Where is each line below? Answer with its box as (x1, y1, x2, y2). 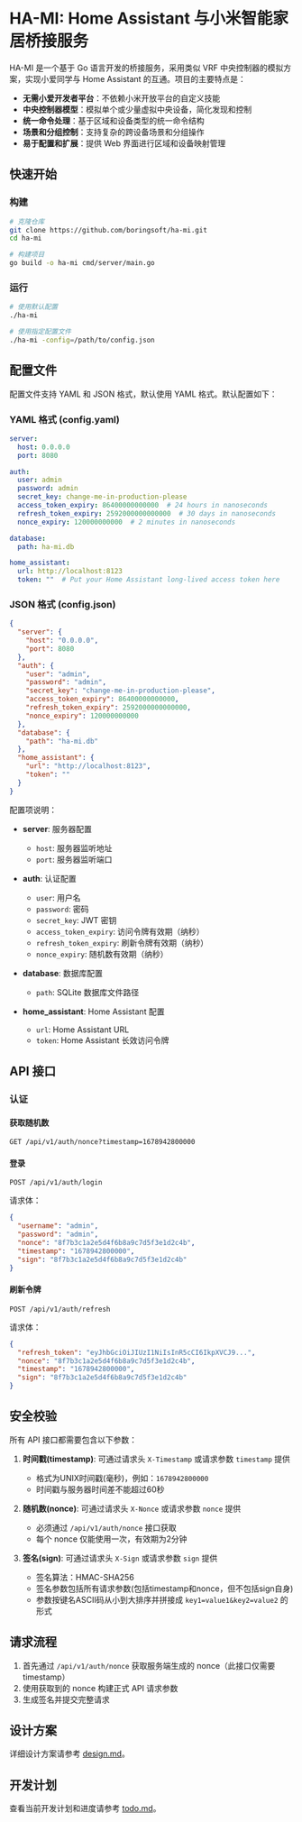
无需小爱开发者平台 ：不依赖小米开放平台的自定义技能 (22, 92, 221, 104)
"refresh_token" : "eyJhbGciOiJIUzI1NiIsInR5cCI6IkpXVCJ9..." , (17, 1348, 256, 1357)
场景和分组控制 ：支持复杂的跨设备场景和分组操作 (22, 126, 205, 137)
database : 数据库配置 (22, 967, 104, 978)
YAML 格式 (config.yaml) (9, 413, 120, 426)
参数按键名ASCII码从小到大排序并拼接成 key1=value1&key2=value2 (35, 1594, 279, 1605)
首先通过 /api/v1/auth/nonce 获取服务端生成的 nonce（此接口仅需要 (22, 1660, 276, 1671)
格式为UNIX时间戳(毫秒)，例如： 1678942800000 (35, 1472, 209, 1483)
